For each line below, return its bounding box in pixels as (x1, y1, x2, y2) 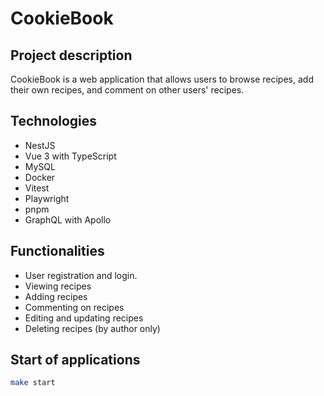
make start (10, 378, 56, 388)
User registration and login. (24, 269, 138, 281)
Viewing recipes (24, 280, 92, 292)
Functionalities (10, 243, 105, 260)
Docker (24, 171, 56, 183)
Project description (10, 47, 133, 64)
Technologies (10, 113, 98, 130)
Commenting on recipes (24, 301, 125, 313)
